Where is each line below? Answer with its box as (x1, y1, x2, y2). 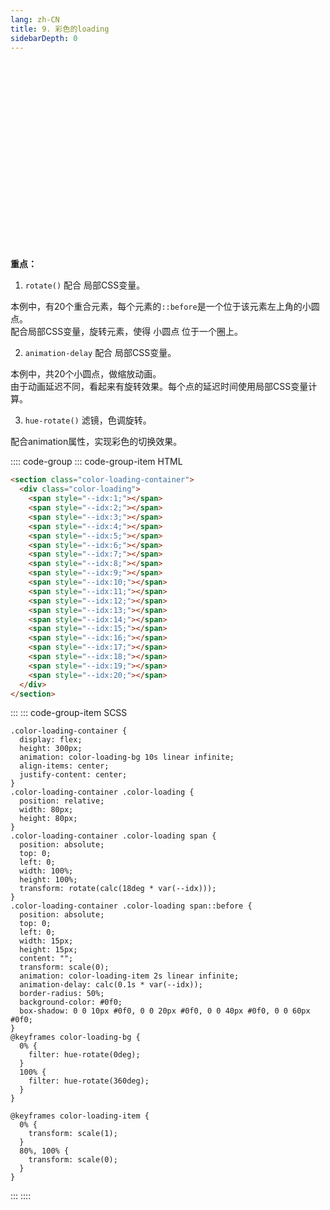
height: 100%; (19, 875, 78, 885)
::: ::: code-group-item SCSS (10, 707, 128, 719)
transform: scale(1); (28, 1129, 118, 1139)
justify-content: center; (19, 770, 128, 780)
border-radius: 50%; (19, 989, 105, 999)
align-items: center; (19, 761, 110, 771)
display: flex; (19, 735, 83, 745)
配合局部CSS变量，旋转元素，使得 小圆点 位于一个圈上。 (10, 326, 244, 338)
